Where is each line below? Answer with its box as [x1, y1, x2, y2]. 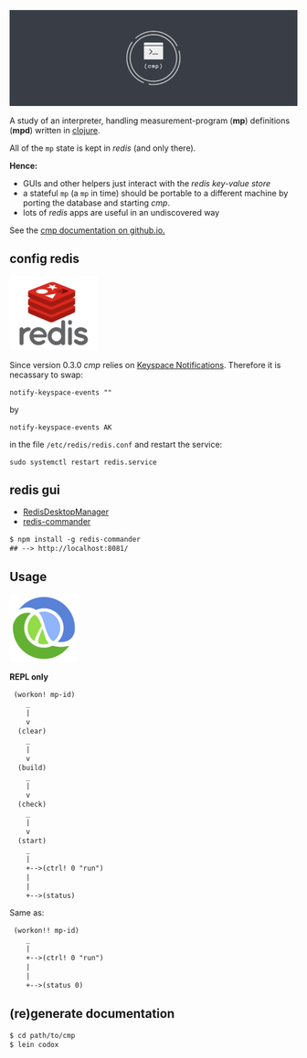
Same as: [9, 907, 45, 918]
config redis [9, 251, 80, 267]
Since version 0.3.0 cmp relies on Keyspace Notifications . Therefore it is [9, 359, 281, 370]
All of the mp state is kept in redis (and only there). [9, 143, 196, 153]
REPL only [9, 672, 48, 682]
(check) [17, 800, 48, 809]
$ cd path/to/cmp [9, 1032, 76, 1041]
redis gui [9, 482, 61, 498]
